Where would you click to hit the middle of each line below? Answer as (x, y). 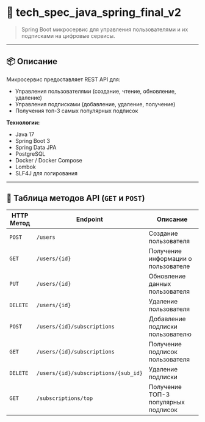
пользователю (170, 334)
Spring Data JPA (36, 147)
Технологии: (23, 122)
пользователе (169, 266)
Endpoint (90, 219)
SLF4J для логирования (46, 173)
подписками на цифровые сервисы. (68, 35)
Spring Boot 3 (33, 140)
